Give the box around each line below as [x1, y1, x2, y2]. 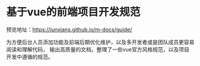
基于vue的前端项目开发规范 [6, 5, 140, 19]
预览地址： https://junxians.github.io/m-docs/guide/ [6, 26, 133, 33]
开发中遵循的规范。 [6, 53, 54, 60]
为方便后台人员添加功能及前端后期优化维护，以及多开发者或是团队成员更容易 [6, 38, 195, 45]
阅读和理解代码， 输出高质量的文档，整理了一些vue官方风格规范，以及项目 [6, 45, 190, 53]
